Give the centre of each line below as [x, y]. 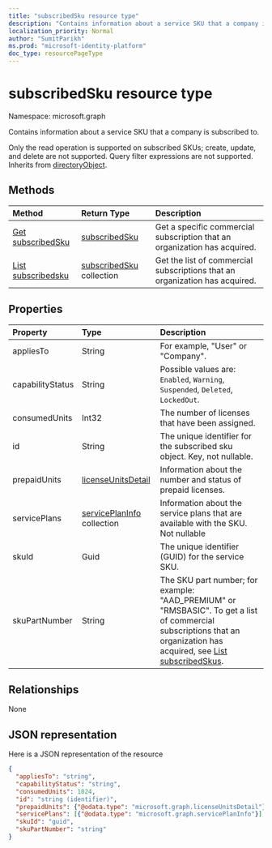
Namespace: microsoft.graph [57, 116]
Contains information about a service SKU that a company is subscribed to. [134, 131]
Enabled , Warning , [192, 379]
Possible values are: [198, 369]
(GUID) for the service [202, 556]
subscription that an [193, 237]
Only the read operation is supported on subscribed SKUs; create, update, [132, 148]
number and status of [201, 479]
